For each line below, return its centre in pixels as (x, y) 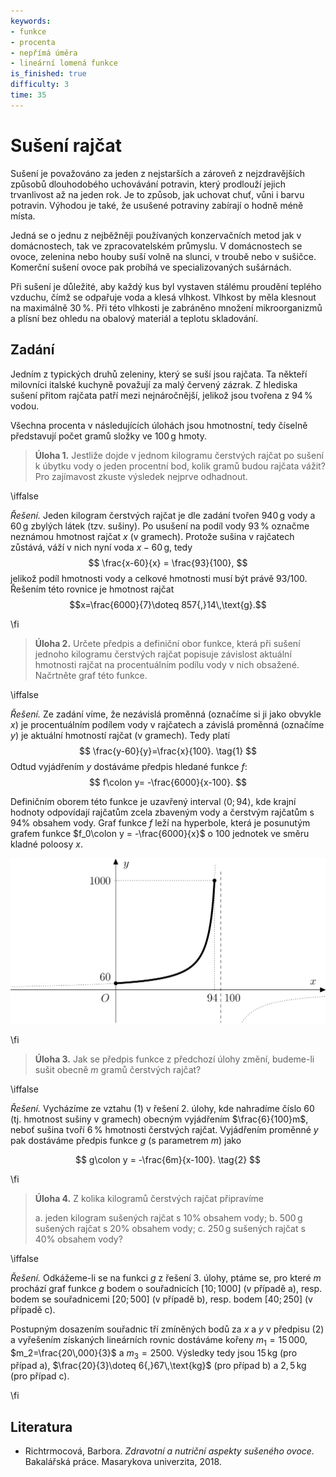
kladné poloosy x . (46, 844)
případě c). (33, 1309)
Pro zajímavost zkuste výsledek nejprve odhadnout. (141, 476)
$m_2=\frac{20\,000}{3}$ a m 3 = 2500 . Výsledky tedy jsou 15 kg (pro (154, 1353)
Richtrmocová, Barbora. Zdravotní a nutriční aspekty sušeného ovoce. (169, 1451)
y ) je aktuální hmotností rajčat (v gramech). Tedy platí (120, 735)
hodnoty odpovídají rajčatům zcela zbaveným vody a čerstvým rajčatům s (162, 812)
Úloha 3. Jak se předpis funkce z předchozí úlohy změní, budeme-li (174, 1059)
